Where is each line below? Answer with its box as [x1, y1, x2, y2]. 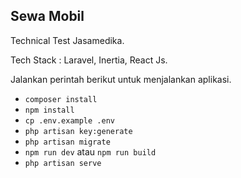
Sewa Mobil [10, 8, 85, 25]
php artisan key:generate [24, 126, 133, 136]
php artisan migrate [24, 137, 111, 147]
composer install [24, 94, 98, 104]
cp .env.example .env [24, 115, 115, 126]
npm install [24, 105, 75, 115]
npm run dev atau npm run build [24, 145, 157, 158]
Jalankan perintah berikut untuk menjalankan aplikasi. [10, 73, 232, 85]
